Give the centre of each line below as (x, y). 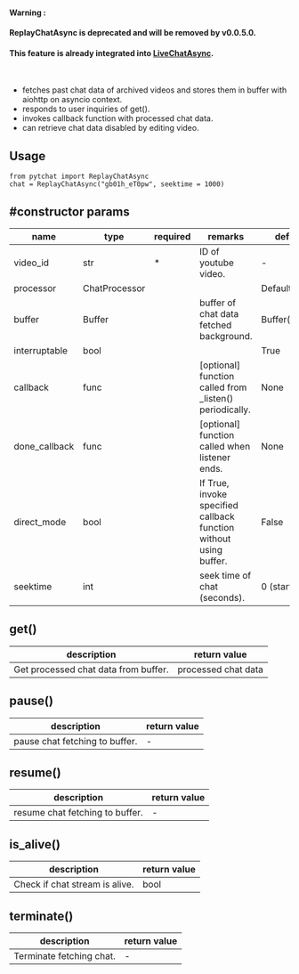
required (173, 237)
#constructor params (70, 211)
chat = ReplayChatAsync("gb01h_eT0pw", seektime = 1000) (117, 184)
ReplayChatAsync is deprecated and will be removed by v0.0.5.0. (133, 33)
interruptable (41, 351)
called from (223, 387)
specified (219, 506)
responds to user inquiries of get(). (86, 109)
